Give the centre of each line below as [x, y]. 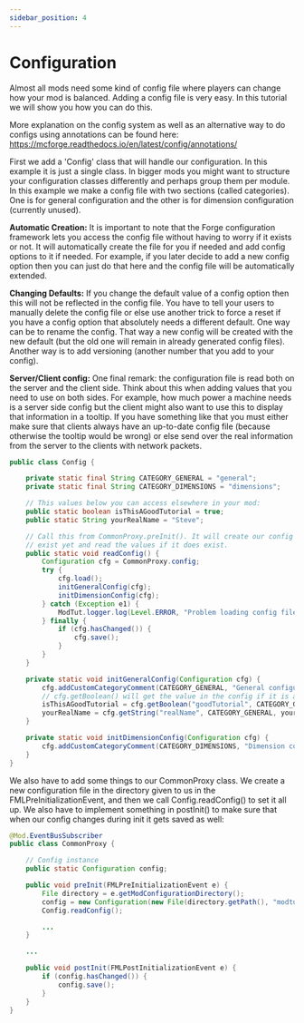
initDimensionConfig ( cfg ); [109, 595]
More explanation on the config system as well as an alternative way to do [147, 124]
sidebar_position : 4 [48, 18]
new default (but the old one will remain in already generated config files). [147, 341]
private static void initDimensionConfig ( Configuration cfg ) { [147, 738]
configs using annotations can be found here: [94, 134]
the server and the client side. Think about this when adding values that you [151, 387]
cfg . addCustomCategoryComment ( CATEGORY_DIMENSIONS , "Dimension [163, 746]
